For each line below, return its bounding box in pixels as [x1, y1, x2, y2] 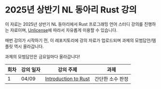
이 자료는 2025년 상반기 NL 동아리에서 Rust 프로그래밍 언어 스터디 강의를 [5, 21, 144, 27]
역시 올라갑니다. [14, 43, 44, 49]
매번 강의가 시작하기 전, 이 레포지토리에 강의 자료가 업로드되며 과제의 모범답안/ [5, 37, 152, 43]
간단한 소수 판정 [94, 76, 129, 82]
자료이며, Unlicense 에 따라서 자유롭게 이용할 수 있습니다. [10, 27, 117, 33]
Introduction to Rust [45, 75, 90, 82]
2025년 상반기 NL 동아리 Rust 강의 [5, 4, 137, 15]
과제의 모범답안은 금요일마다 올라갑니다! [5, 53, 80, 59]
